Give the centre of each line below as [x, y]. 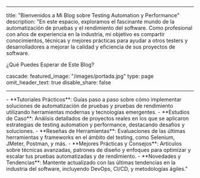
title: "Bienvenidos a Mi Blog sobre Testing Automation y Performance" [93, 15]
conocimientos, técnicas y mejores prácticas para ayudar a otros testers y [97, 40]
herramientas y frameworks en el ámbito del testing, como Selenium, [90, 137]
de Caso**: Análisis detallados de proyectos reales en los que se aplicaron [98, 118]
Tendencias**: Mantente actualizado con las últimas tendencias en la [91, 163]
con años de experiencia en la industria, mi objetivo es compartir [85, 34]
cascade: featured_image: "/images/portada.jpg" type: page [80, 76]
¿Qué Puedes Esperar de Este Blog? [50, 65]
